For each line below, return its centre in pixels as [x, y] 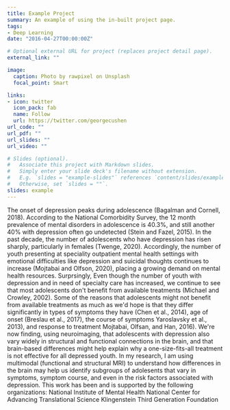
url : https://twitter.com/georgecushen [70, 121]
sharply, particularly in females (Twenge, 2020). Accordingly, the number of [114, 246]
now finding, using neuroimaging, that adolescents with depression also [108, 334]
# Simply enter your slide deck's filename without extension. [102, 171]
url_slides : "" [29, 140]
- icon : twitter [30, 101]
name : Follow [32, 114]
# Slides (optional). [38, 158]
